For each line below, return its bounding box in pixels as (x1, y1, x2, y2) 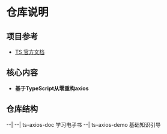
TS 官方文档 (14, 49, 45, 55)
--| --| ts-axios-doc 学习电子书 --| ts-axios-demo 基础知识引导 (6, 121, 161, 128)
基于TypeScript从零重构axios (14, 85, 89, 92)
